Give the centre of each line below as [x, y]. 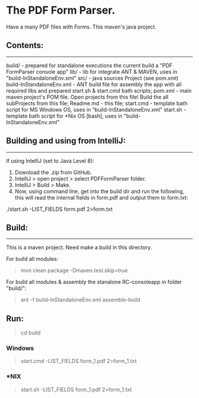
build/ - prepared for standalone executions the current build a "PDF [89, 65]
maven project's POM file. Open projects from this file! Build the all [87, 97]
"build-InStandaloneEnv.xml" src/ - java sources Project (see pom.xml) [92, 78]
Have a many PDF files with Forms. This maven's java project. [81, 27]
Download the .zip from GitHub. [53, 172]
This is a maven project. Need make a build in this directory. [79, 248]
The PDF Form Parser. [61, 10]
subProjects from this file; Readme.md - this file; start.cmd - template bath [97, 103]
